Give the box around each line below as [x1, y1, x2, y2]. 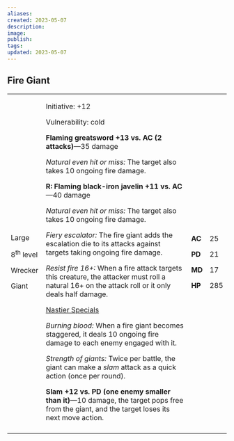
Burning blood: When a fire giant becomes [45, 321, 184, 330]
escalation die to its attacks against [45, 239, 161, 248]
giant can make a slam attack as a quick [45, 362, 176, 372]
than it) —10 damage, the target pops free [45, 395, 184, 405]
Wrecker [10, 266, 39, 275]
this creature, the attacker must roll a [45, 272, 166, 282]
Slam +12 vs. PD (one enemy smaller [45, 387, 171, 396]
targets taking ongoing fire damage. [45, 248, 163, 257]
